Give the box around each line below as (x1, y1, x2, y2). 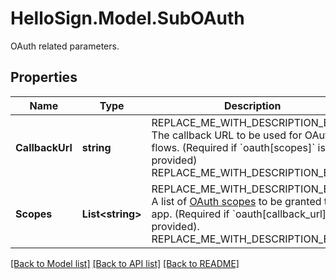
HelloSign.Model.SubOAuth (10, 7, 245, 30)
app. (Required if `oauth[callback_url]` (151, 207, 330, 221)
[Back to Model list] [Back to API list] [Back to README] (10, 257, 240, 269)
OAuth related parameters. (10, 40, 120, 52)
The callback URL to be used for (151, 128, 303, 142)
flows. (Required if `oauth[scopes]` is (151, 140, 326, 154)
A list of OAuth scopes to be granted (151, 194, 322, 208)
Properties (10, 69, 78, 86)
